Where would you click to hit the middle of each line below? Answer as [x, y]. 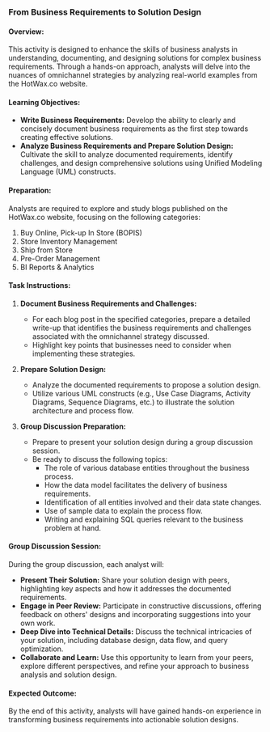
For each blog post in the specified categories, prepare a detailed [141, 319]
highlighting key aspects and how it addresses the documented [126, 588]
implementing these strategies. [84, 353]
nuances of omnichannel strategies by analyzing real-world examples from [133, 75]
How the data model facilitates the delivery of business [136, 484]
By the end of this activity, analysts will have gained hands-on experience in [135, 711]
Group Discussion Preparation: [73, 426]
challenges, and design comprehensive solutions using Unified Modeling [141, 163]
